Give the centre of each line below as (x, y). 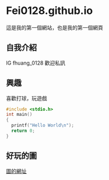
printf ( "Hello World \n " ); (43, 126)
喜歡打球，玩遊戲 (27, 98)
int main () (19, 115)
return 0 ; (23, 131)
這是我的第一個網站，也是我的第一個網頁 (54, 27)
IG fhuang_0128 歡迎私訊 (36, 63)
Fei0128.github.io (50, 11)
